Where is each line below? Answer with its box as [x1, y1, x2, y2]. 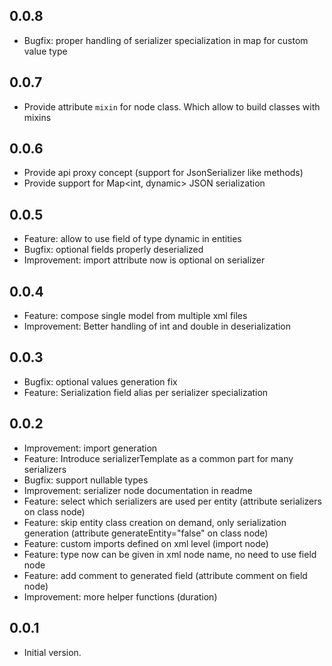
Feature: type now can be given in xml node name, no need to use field [23, 548, 317, 560]
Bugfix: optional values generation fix [23, 375, 178, 388]
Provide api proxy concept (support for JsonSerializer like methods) [23, 167, 304, 179]
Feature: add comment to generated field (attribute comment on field [23, 569, 308, 581]
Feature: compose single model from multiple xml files [23, 310, 248, 322]
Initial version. [23, 646, 82, 658]
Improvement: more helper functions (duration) [23, 590, 218, 603]
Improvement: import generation [23, 442, 158, 454]
